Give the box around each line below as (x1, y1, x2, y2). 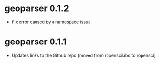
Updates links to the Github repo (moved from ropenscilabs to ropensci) (11, 52, 156, 58)
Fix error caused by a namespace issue (11, 19, 91, 25)
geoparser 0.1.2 (4, 3, 69, 14)
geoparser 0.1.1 (4, 36, 67, 47)
